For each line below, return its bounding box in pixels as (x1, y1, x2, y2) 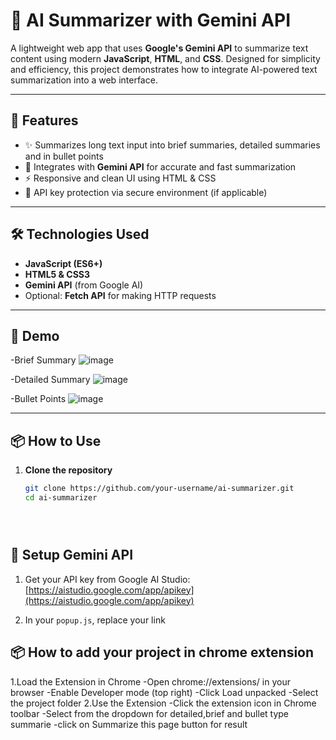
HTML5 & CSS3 (24, 268, 91, 280)
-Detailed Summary (10, 374, 91, 386)
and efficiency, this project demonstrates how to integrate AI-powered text (10, 63, 318, 75)
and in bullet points (24, 150, 104, 162)
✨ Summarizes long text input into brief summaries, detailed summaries (24, 139, 321, 151)
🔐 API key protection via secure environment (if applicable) (24, 186, 268, 198)
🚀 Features (10, 112, 79, 129)
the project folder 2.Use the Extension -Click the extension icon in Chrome (10, 697, 317, 709)
